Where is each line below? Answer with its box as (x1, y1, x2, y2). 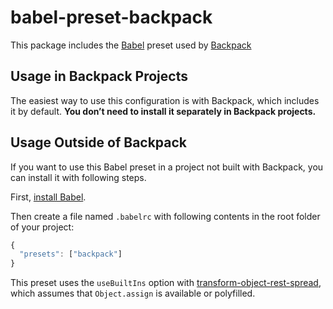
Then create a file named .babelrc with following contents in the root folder (10, 210, 321, 222)
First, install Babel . (10, 191, 87, 203)
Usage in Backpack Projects (10, 68, 188, 85)
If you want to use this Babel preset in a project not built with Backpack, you (10, 161, 324, 173)
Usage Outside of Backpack (10, 134, 188, 151)
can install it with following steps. (10, 171, 147, 183)
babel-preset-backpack (10, 6, 213, 29)
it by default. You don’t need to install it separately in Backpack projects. (10, 105, 317, 117)
